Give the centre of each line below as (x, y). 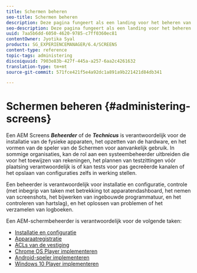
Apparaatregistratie (38, 239)
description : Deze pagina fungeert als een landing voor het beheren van (99, 22)
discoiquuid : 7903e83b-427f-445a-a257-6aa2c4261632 (71, 61)
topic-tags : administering (39, 56)
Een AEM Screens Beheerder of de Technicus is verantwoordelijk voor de (96, 135)
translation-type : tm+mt (37, 66)
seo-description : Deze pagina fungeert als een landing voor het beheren (99, 28)
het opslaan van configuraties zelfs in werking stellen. (72, 173)
